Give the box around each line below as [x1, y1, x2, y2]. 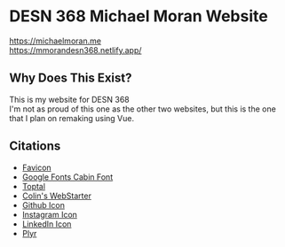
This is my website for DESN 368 [9, 94, 131, 104]
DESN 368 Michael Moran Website [9, 6, 268, 27]
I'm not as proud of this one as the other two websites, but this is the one [9, 104, 277, 114]
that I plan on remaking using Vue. [9, 112, 135, 123]
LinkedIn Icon [21, 219, 72, 229]
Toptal [21, 181, 46, 191]
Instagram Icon [21, 209, 78, 220]
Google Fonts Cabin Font [21, 171, 114, 182]
